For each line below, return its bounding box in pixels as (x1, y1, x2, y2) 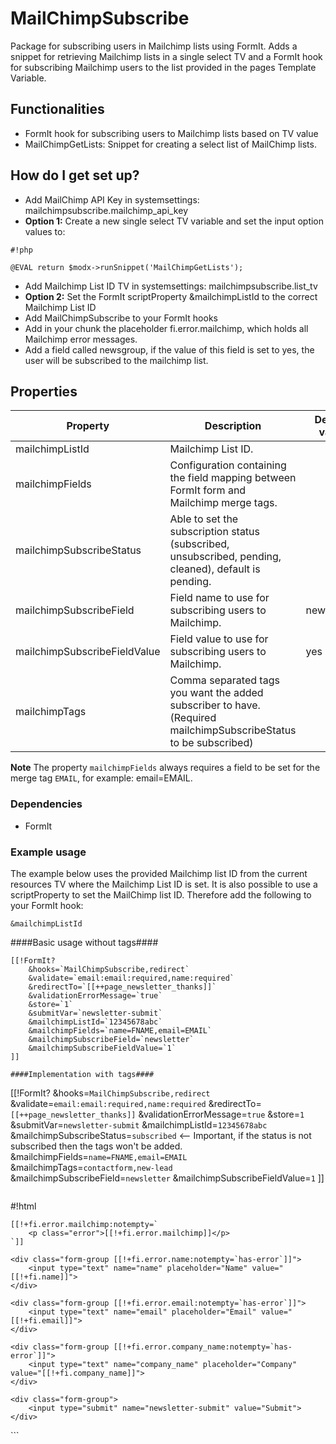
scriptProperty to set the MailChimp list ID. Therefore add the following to (10, 888, 312, 901)
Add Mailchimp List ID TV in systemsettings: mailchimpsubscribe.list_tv (24, 280, 318, 292)
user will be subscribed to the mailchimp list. (24, 354, 209, 366)
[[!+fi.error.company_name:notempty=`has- (113, 1342, 293, 1352)
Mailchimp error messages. (24, 333, 138, 345)
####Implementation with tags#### (10, 1069, 155, 1079)
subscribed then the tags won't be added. (10, 1140, 183, 1152)
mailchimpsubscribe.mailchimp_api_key (24, 204, 188, 216)
